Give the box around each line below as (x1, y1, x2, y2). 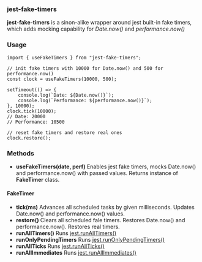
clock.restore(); (7, 135, 51, 141)
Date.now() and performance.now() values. (15, 210, 125, 217)
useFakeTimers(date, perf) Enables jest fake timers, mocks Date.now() (15, 163, 196, 170)
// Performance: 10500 (7, 119, 65, 125)
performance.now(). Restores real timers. (15, 223, 120, 231)
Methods (7, 149, 34, 157)
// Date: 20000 (7, 113, 46, 119)
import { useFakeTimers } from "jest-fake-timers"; (7, 54, 141, 61)
